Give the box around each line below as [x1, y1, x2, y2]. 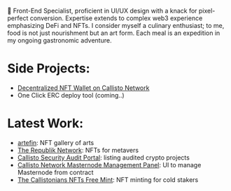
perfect [7, 14, 29, 22]
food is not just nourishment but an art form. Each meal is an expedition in [7, 29, 220, 37]
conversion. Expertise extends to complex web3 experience [29, 14, 203, 22]
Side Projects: [7, 61, 90, 77]
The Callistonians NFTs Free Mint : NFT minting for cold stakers [17, 175, 199, 184]
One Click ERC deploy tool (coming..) [17, 91, 125, 99]
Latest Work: [7, 116, 84, 132]
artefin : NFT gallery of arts [17, 138, 94, 146]
